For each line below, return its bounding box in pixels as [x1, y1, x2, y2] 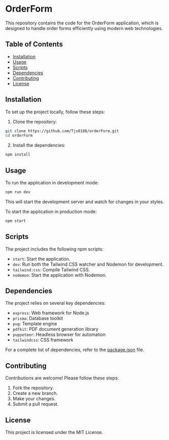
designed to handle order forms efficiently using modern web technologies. [5, 25, 163, 31]
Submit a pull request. [12, 401, 59, 407]
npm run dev [5, 190, 30, 195]
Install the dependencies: [12, 142, 66, 148]
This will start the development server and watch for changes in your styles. [5, 199, 164, 205]
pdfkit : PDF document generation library [12, 326, 99, 332]
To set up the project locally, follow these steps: [5, 109, 106, 115]
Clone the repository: [12, 118, 57, 124]
